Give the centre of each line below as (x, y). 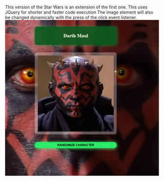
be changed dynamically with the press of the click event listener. (71, 17)
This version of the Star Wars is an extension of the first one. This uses (76, 7)
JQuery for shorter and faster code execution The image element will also (79, 12)
